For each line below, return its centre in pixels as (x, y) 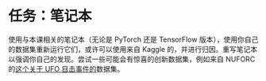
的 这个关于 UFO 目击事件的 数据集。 (66, 68)
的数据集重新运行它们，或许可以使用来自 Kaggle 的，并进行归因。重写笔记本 (133, 49)
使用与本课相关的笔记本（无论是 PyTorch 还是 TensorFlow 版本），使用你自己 (133, 39)
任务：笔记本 (50, 16)
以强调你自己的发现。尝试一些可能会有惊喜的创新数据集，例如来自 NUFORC (132, 59)
